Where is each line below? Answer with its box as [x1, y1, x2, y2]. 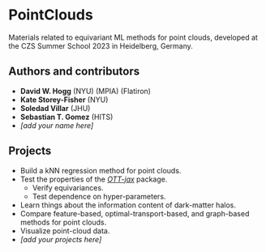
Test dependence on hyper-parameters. [32, 191, 166, 201]
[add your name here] [19, 120, 94, 130]
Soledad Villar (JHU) [19, 103, 91, 113]
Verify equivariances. [32, 182, 104, 192]
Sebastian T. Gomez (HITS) [19, 112, 114, 122]
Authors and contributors [8, 65, 140, 79]
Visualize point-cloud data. [19, 225, 110, 236]
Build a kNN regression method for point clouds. [19, 165, 182, 175]
